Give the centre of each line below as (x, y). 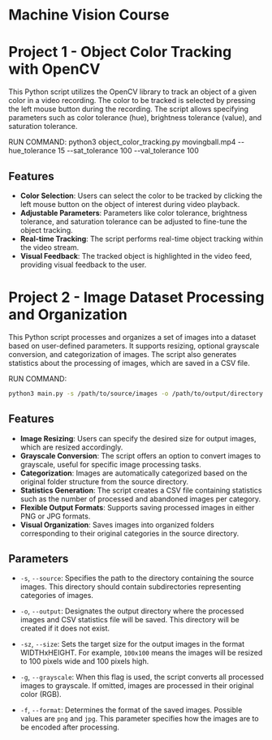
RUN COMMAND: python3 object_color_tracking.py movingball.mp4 (122, 142)
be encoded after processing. (70, 727)
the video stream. (50, 247)
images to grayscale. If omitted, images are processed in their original (137, 686)
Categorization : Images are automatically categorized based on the (134, 473)
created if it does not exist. (65, 628)
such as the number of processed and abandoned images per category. (140, 499)
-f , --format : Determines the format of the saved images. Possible (131, 710)
